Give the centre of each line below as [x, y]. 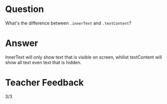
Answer [22, 43]
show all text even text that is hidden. [43, 62]
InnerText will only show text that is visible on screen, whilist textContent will [83, 57]
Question [24, 9]
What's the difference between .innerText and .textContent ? [68, 23]
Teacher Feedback [44, 83]
